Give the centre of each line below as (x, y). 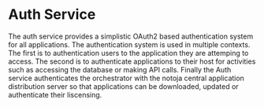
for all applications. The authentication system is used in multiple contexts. (129, 44)
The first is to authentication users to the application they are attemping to (128, 53)
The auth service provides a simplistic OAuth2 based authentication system (131, 36)
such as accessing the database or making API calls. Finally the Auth (120, 69)
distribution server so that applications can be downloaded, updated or (123, 86)
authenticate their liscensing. (55, 94)
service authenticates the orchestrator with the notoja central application (126, 78)
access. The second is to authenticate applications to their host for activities (132, 61)
